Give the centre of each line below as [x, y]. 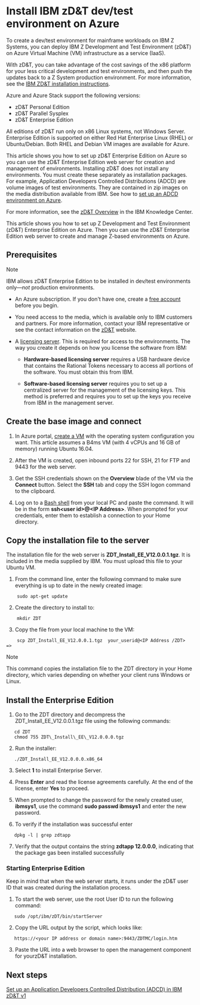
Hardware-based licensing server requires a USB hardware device [107, 359]
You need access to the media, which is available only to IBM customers [104, 317]
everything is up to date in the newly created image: [79, 586]
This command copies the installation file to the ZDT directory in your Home [99, 668]
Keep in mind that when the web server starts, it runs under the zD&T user [97, 881]
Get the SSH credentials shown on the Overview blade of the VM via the [104, 478]
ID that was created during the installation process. [69, 888]
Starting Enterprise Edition [46, 868]
